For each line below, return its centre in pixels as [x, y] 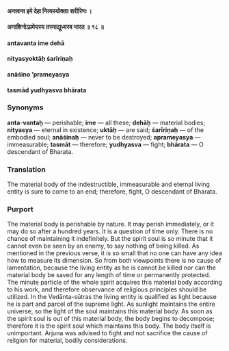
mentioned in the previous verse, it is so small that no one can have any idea [114, 253]
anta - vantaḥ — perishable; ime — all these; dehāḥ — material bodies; [106, 122]
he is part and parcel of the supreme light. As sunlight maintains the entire [111, 304]
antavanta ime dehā [36, 43]
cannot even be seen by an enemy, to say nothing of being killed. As [103, 246]
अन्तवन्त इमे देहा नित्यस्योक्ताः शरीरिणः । [50, 11]
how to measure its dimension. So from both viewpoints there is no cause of [114, 261]
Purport [20, 209]
